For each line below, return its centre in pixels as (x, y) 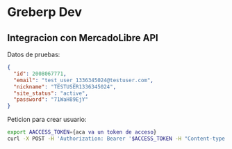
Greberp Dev (44, 12)
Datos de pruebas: (34, 54)
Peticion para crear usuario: (47, 120)
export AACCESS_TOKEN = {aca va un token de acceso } (82, 132)
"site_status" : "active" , (51, 93)
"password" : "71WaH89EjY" (51, 100)
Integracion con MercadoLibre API (83, 38)
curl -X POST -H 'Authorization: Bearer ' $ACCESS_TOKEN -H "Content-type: (118, 139)
